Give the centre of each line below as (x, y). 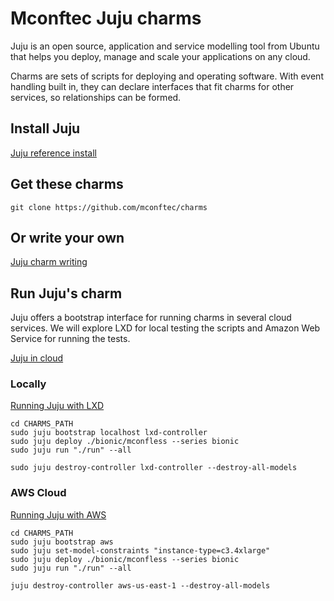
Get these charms (67, 184)
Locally (28, 384)
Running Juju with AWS (58, 514)
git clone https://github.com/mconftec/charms (109, 207)
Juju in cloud (37, 358)
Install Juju (45, 128)
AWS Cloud (38, 493)
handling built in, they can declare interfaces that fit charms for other (152, 86)
